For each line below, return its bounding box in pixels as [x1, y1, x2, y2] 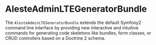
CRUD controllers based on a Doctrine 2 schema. [5, 35, 105, 41]
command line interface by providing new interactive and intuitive [5, 24, 139, 30]
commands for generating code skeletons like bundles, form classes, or [5, 30, 152, 36]
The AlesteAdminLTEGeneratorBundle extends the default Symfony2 [5, 20, 142, 25]
